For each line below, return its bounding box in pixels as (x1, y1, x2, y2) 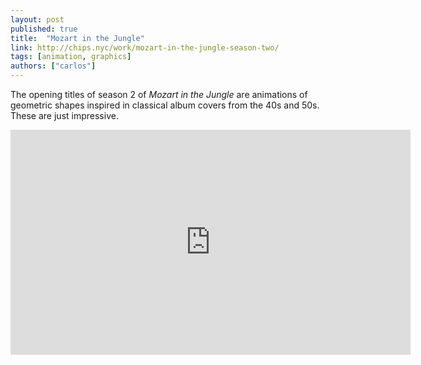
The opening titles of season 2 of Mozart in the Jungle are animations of (10, 89, 308, 100)
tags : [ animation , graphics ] (10, 52, 132, 62)
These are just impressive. (10, 110, 119, 121)
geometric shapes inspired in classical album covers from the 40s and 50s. (10, 99, 320, 111)
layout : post (10, 14, 65, 25)
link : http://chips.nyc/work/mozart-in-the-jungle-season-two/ (10, 42, 280, 53)
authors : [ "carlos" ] (10, 61, 97, 71)
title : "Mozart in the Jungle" (10, 33, 145, 43)
